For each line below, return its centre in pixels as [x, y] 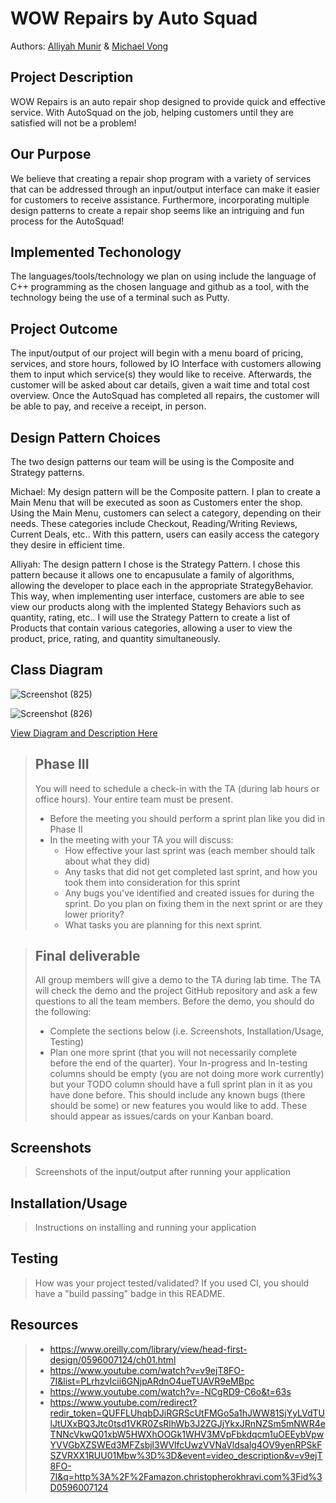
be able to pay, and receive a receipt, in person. [108, 406]
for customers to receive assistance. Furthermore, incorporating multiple [160, 199]
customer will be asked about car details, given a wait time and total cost [160, 385]
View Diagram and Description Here [84, 733]
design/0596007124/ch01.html [113, 1359]
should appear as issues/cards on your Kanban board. [161, 1116]
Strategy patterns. [47, 472]
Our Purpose [51, 154]
